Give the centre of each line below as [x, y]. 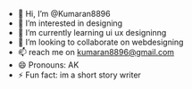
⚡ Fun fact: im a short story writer [79, 75]
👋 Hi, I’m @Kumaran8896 [64, 14]
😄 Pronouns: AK [48, 65]
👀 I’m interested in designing [70, 23]
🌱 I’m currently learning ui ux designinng [92, 32]
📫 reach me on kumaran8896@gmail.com [96, 52]
